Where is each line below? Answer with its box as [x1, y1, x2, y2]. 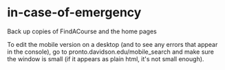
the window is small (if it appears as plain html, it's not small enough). [7, 54, 204, 63]
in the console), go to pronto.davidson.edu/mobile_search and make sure [7, 48, 215, 56]
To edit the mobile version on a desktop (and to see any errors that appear [7, 40, 218, 48]
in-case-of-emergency [7, 5, 142, 20]
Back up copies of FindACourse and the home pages [7, 27, 157, 35]
